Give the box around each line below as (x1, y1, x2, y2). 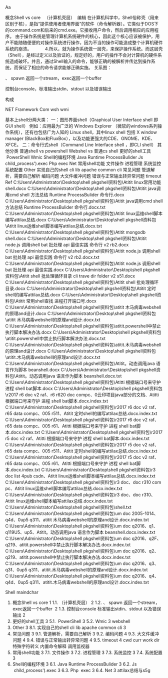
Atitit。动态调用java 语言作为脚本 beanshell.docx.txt (15, 373, 122, 379)
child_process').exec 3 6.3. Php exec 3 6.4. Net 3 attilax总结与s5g (13, 667, 151, 673)
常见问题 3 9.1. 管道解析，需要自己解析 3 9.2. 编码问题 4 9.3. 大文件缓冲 (12, 631, 159, 636)
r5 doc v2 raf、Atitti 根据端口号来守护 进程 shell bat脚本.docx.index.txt (5, 435, 150, 441)
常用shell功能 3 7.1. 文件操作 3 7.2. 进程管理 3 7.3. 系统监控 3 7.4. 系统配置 (12, 649, 162, 655)
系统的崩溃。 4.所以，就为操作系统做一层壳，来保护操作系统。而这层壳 (5, 46, 163, 51)
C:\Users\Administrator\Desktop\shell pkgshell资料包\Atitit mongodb (5, 229, 146, 235)
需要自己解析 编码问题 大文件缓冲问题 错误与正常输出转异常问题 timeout (13, 173, 161, 179)
